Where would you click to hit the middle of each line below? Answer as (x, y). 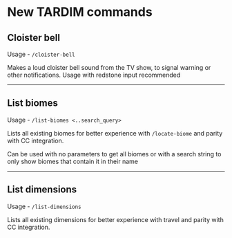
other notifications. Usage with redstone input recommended (94, 75)
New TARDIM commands (80, 12)
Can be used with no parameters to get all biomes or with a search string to (114, 154)
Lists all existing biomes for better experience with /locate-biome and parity (115, 133)
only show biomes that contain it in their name (72, 161)
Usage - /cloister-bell (41, 54)
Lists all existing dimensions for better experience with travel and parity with (116, 219)
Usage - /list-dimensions (44, 206)
